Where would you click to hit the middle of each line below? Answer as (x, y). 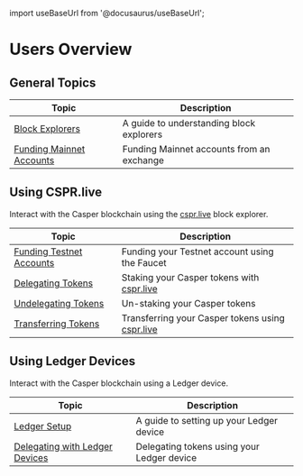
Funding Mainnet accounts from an (196, 149)
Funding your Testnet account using (197, 252)
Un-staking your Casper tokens (188, 303)
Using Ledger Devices (73, 361)
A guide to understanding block (189, 123)
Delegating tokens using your (197, 446)
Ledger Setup (43, 426)
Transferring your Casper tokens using (203, 317)
